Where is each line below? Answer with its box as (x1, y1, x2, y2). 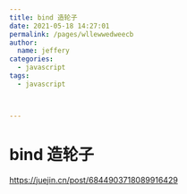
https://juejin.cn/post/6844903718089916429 (9, 174, 179, 185)
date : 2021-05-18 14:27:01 (9, 21, 110, 30)
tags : (9, 72, 30, 80)
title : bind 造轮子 (9, 13, 78, 22)
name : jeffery (17, 46, 70, 55)
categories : (9, 55, 54, 63)
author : (9, 38, 38, 47)
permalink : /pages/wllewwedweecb (9, 30, 134, 38)
